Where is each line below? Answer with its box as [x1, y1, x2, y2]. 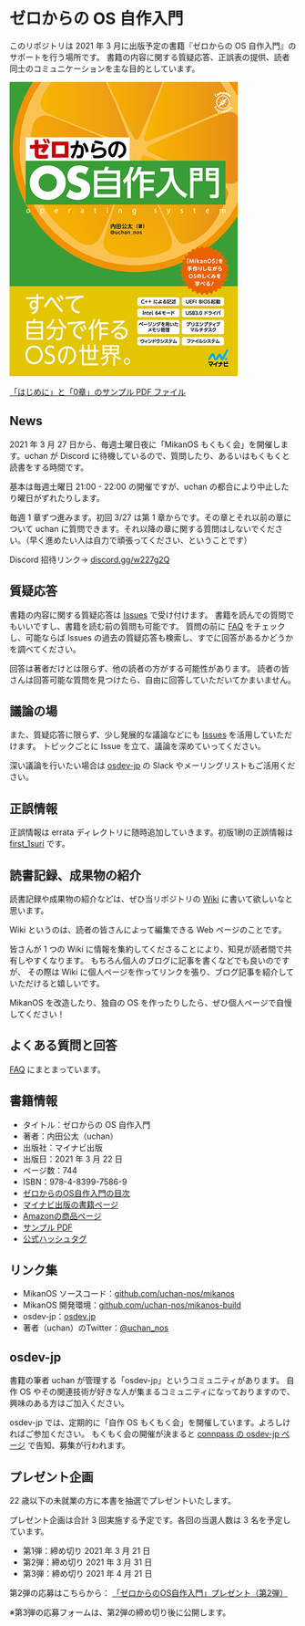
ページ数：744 [22, 1164, 77, 1175]
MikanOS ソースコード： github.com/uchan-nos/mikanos [22, 1288, 235, 1299]
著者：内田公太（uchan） [22, 1131, 118, 1141]
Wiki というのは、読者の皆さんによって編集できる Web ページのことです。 [9, 924, 287, 935]
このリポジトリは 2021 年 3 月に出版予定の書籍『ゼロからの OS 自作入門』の [9, 40, 297, 51]
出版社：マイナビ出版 [22, 1141, 103, 1152]
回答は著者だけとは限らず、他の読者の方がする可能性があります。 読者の [9, 662, 282, 673]
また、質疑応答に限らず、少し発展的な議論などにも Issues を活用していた [9, 729, 285, 740]
